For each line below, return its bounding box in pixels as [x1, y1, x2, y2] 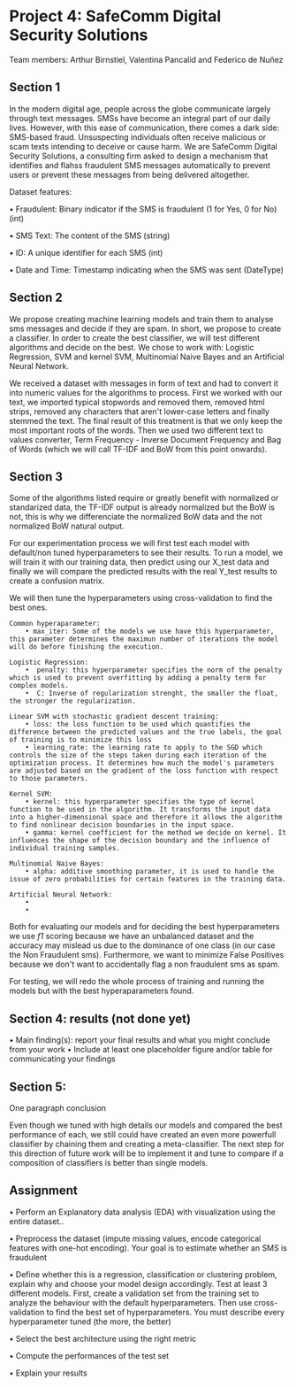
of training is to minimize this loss [9, 736, 152, 744]
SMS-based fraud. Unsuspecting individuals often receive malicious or [9, 131, 267, 143]
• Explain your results [9, 1368, 88, 1378]
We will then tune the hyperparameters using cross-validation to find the [9, 593, 273, 604]
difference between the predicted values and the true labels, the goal [9, 728, 283, 736]
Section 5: [9, 1079, 67, 1094]
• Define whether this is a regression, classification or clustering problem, [9, 1268, 277, 1280]
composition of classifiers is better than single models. [9, 1158, 209, 1167]
